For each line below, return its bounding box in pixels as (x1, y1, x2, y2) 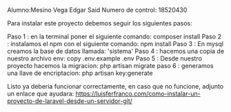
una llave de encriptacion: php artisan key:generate (7, 69, 153, 77)
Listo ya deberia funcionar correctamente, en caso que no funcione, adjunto (7, 82, 224, 90)
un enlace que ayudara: (7, 89, 74, 98)
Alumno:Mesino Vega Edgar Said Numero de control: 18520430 (7, 6, 188, 14)
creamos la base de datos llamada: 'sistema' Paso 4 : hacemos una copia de (7, 47, 225, 55)
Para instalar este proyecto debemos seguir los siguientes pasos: (7, 19, 193, 27)
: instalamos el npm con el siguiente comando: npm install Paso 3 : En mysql (7, 40, 224, 47)
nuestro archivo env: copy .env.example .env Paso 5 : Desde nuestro (7, 54, 202, 63)
